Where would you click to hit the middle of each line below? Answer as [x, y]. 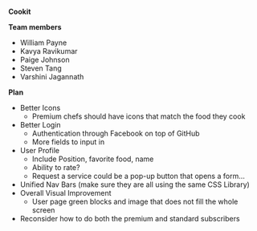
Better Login [41, 125]
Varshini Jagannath [52, 77]
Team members [35, 27]
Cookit [20, 12]
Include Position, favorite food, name [93, 159]
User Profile [40, 150]
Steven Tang [41, 68]
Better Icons [40, 108]
